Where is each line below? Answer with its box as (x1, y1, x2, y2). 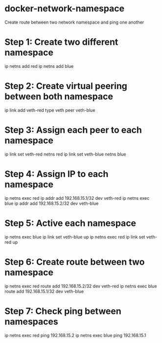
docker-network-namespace (4, 3, 125, 14)
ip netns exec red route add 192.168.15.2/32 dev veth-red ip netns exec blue (4, 283, 157, 289)
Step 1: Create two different (4, 36, 118, 48)
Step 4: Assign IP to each (4, 168, 109, 180)
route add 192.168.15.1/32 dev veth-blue (4, 288, 84, 294)
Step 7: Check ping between (4, 306, 122, 316)
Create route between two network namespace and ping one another (4, 19, 144, 25)
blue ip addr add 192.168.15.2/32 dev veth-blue (4, 200, 99, 206)
